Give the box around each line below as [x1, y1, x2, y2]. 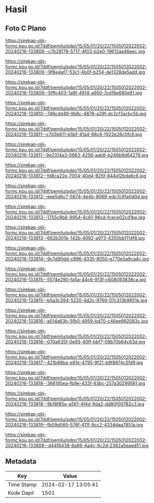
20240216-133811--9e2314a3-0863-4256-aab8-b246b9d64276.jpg [5, 152, 148, 158]
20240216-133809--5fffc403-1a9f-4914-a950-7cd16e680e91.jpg [5, 90, 142, 95]
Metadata [5, 457, 37, 466]
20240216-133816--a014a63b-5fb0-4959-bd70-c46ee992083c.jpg [5, 318, 148, 324]
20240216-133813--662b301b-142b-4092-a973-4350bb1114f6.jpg [5, 235, 145, 241]
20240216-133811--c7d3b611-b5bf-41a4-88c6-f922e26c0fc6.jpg [5, 131, 142, 137]
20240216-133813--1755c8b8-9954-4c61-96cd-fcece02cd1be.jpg [5, 214, 145, 220]
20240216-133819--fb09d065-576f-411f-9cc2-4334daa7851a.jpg [5, 422, 143, 427]
